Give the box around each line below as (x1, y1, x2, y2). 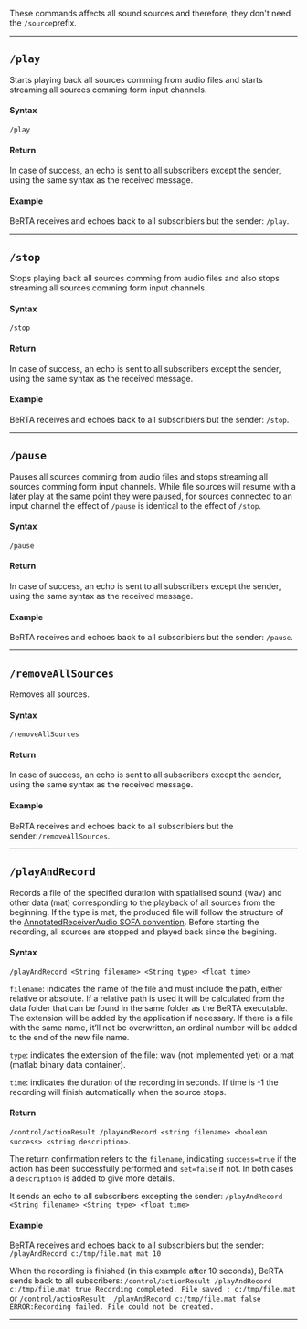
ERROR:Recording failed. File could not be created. (9, 1303, 215, 1312)
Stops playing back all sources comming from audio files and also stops (9, 273, 281, 284)
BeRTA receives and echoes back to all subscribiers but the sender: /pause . (9, 632, 294, 643)
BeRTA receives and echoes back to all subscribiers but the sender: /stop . (9, 414, 290, 425)
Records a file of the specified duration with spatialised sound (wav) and (9, 887, 282, 898)
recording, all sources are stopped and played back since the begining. (9, 926, 277, 937)
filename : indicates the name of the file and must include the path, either (9, 983, 283, 994)
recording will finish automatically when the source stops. (9, 1086, 227, 1097)
